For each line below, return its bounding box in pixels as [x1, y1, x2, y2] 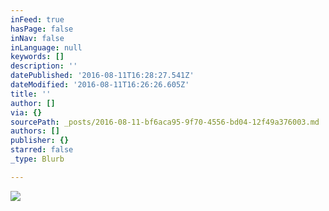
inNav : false [10, 33, 65, 43]
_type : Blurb [10, 154, 65, 164]
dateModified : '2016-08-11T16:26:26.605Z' [10, 80, 190, 90]
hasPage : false [10, 24, 74, 34]
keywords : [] [10, 52, 65, 62]
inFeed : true [10, 14, 65, 25]
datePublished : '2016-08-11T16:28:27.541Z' [10, 71, 195, 81]
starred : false [10, 145, 74, 155]
